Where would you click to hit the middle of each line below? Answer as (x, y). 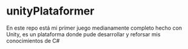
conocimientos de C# (33, 41)
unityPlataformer (50, 11)
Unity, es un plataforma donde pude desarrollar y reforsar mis (83, 34)
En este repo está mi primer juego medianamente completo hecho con (94, 28)
